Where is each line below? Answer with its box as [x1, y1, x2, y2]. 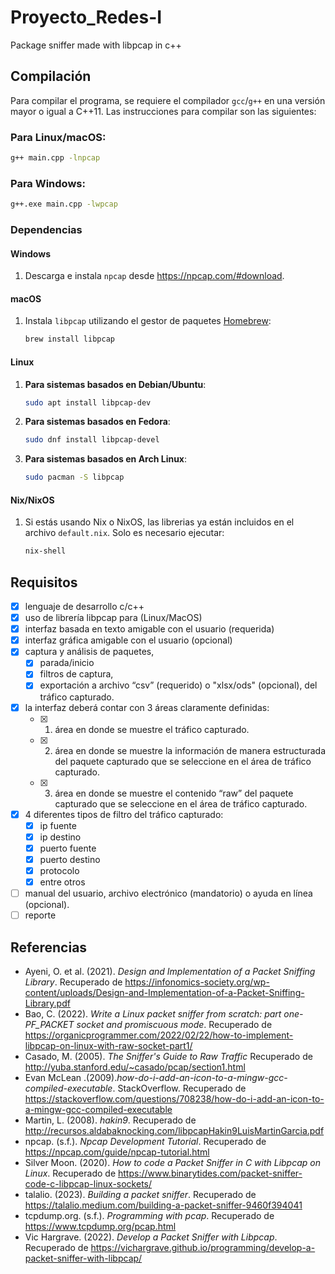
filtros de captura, [39, 668, 114, 680]
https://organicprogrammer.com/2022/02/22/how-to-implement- [24, 1029, 294, 1041]
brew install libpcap [24, 334, 115, 345]
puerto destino [39, 853, 101, 865]
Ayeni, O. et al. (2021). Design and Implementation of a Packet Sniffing [24, 965, 316, 977]
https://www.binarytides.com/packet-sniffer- [117, 1167, 303, 1179]
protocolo [39, 864, 80, 876]
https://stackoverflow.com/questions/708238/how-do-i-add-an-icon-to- [24, 1092, 325, 1105]
